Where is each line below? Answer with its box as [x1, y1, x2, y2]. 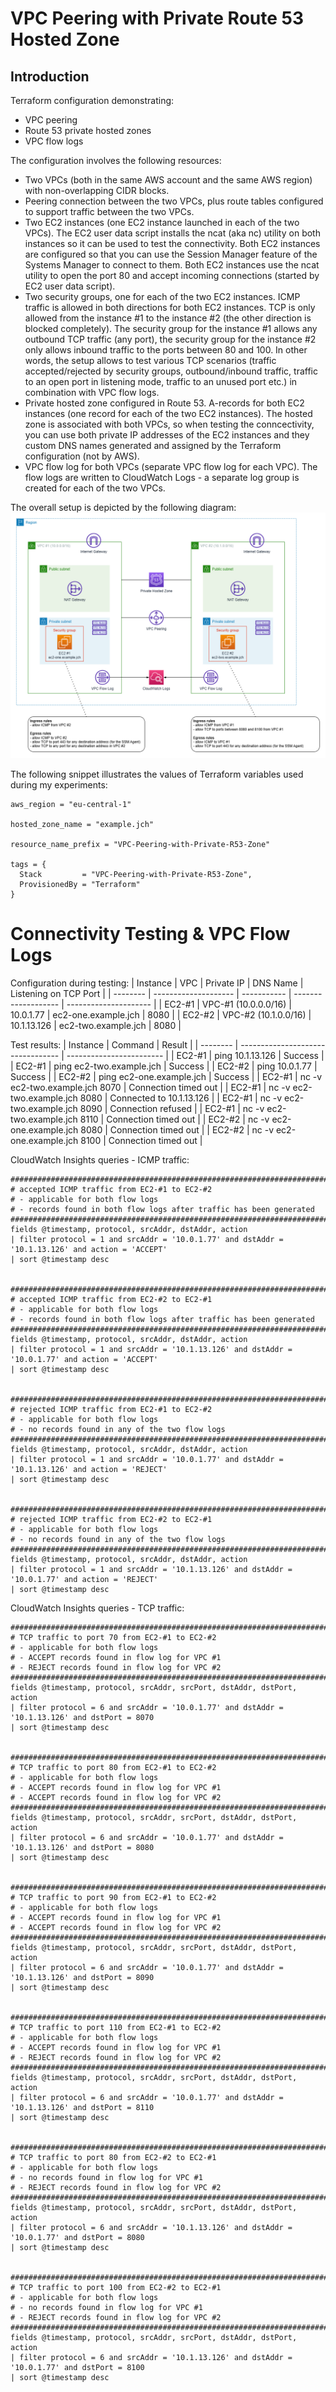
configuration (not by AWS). [24, 450, 140, 462]
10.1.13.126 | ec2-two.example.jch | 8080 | [10, 1019, 182, 1031]
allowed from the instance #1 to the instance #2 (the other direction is [24, 312, 312, 324]
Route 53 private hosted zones [24, 125, 152, 136]
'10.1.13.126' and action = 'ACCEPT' [10, 1244, 168, 1254]
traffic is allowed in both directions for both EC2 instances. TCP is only [24, 302, 316, 313]
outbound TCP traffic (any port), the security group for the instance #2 [24, 333, 317, 345]
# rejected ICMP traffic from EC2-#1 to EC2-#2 [10, 1404, 213, 1414]
